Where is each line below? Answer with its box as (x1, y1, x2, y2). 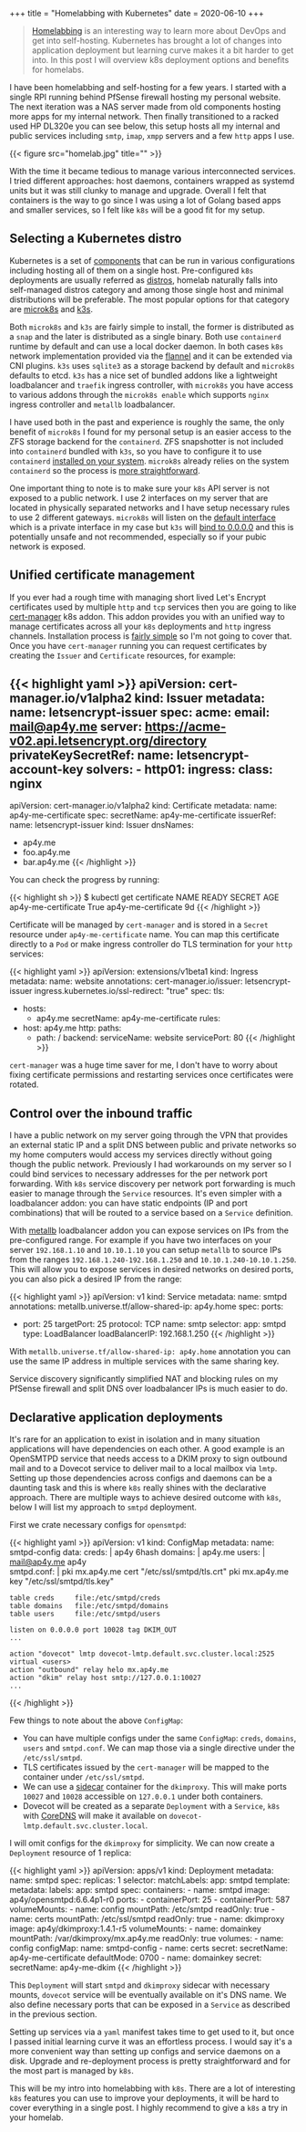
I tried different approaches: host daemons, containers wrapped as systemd (9, 175, 295, 186)
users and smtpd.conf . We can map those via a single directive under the (22, 1742, 295, 1753)
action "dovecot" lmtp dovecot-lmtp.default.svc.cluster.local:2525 (9, 1649, 275, 1659)
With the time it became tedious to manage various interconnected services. (9, 166, 296, 176)
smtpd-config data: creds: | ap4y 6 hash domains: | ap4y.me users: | (9, 1547, 266, 1558)
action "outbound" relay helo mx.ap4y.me (9, 1666, 169, 1675)
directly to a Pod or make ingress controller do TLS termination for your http (9, 939, 293, 950)
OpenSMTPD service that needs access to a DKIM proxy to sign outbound (9, 1453, 288, 1464)
